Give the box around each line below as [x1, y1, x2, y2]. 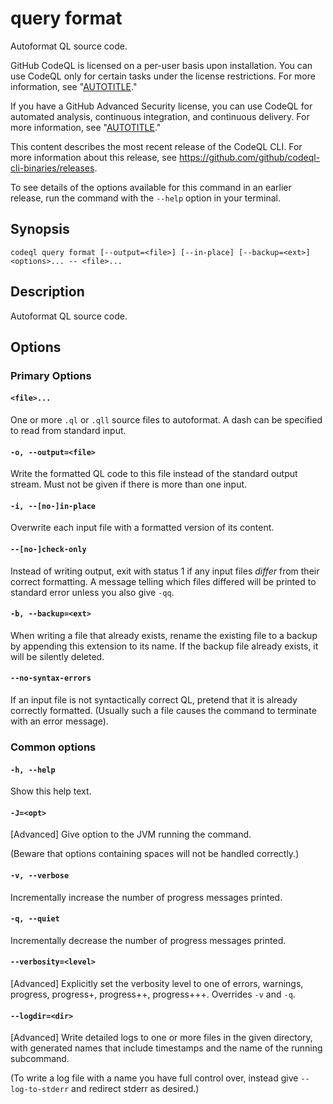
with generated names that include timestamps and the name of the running [10, 1042, 323, 1054]
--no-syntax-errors [10, 673, 92, 684]
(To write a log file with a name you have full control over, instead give [10, 1072, 299, 1084]
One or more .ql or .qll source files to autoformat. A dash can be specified [10, 414, 323, 426]
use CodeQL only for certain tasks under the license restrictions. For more [10, 70, 316, 82]
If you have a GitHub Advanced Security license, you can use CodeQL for [10, 100, 313, 112]
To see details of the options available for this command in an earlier [10, 181, 292, 193]
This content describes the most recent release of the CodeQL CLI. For [10, 140, 303, 152]
